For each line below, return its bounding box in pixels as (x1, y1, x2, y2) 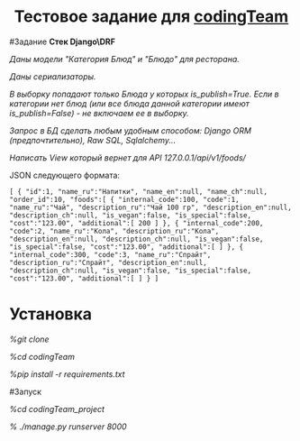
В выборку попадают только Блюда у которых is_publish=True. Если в (9, 88, 279, 99)
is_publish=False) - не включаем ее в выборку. (9, 107, 189, 118)
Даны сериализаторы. (9, 70, 96, 82)
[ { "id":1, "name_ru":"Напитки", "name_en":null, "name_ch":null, (9, 187, 268, 196)
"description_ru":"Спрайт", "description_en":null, (9, 258, 207, 267)
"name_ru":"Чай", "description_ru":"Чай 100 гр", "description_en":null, (9, 203, 293, 212)
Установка (9, 304, 93, 325)
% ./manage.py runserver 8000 (9, 421, 128, 432)
